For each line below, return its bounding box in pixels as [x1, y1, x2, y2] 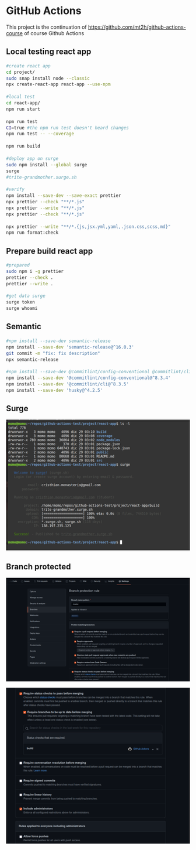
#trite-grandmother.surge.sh [6, 174, 77, 180]
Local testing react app [6, 47, 92, 57]
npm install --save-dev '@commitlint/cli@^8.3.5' [6, 381, 129, 387]
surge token [6, 299, 35, 305]
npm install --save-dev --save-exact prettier [6, 193, 121, 199]
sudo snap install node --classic [6, 75, 90, 81]
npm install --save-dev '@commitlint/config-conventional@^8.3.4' [6, 375, 171, 381]
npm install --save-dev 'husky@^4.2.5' [6, 387, 103, 393]
